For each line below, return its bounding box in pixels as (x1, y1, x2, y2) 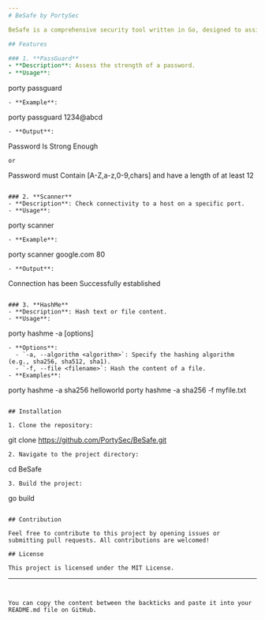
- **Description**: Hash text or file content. (8, 308, 168, 316)
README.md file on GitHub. (8, 606, 97, 614)
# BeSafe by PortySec (8, 11, 80, 20)
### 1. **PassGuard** (8, 54, 80, 62)
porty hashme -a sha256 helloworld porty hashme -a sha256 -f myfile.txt (8, 385, 247, 395)
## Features (8, 40, 47, 48)
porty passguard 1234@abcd (8, 112, 103, 122)
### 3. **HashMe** (8, 301, 69, 309)
